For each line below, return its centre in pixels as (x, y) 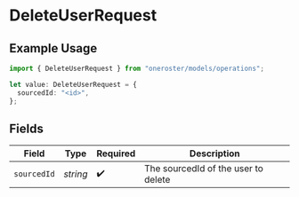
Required (116, 154)
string (76, 174)
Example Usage (53, 48)
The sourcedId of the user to (204, 169)
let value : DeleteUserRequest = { (73, 84)
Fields (27, 128)
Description (215, 154)
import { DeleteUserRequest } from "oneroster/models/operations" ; (137, 68)
